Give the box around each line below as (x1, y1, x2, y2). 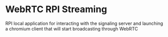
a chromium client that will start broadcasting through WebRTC (5, 25, 138, 31)
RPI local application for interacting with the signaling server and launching (5, 20, 163, 26)
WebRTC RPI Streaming (5, 4, 108, 15)
